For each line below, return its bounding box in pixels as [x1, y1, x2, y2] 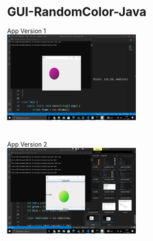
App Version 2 [7, 140, 48, 148]
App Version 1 [7, 27, 47, 35]
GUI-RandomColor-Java [7, 4, 147, 20]
